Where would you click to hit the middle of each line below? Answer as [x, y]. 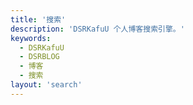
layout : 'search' [46, 85]
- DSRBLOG [39, 57]
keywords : [31, 38]
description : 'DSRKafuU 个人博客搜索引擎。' [97, 29]
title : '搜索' [38, 19]
